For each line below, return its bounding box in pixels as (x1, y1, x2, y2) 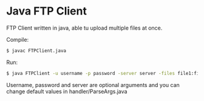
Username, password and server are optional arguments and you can (6, 81, 180, 88)
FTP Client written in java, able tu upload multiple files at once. (6, 24, 163, 31)
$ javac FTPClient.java (6, 47, 67, 54)
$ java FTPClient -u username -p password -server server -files (6, 70, 175, 76)
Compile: (6, 36, 29, 43)
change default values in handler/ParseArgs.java (6, 88, 127, 95)
